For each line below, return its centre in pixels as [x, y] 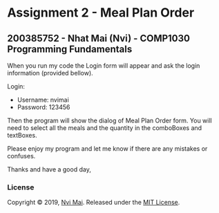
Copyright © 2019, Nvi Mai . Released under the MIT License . [94, 203]
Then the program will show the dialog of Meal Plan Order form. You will [109, 120]
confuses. [21, 156]
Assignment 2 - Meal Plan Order [101, 13]
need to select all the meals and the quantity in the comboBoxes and [105, 128]
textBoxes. [22, 135]
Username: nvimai [43, 100]
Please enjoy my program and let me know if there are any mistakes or [107, 149]
